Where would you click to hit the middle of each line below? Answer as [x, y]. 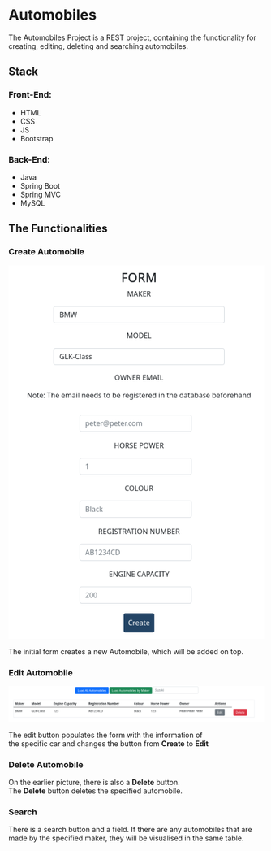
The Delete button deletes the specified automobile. [95, 791]
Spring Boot [40, 185]
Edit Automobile [41, 672]
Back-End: [30, 159]
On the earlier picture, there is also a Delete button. [94, 782]
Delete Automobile [46, 764]
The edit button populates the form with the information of [105, 735]
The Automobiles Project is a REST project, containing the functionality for [133, 37]
